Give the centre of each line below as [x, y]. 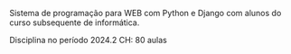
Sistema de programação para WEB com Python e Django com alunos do [145, 13]
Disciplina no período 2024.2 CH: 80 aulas [88, 40]
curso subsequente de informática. [75, 22]
